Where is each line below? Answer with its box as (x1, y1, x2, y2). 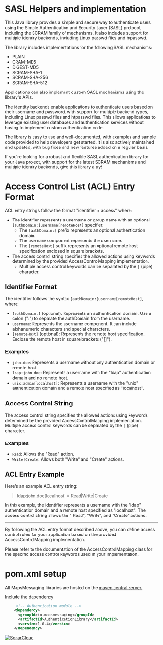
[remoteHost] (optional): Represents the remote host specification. (12, 331, 145, 337)
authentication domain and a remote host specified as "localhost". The (5, 507, 146, 513)
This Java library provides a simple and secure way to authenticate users (5, 19, 151, 25)
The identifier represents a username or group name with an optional (12, 217, 150, 222)
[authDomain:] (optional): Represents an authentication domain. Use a (12, 310, 152, 316)
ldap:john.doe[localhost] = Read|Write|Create (16, 493, 108, 498)
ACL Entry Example (5, 470, 65, 479)
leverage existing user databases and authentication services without (5, 119, 144, 125)
